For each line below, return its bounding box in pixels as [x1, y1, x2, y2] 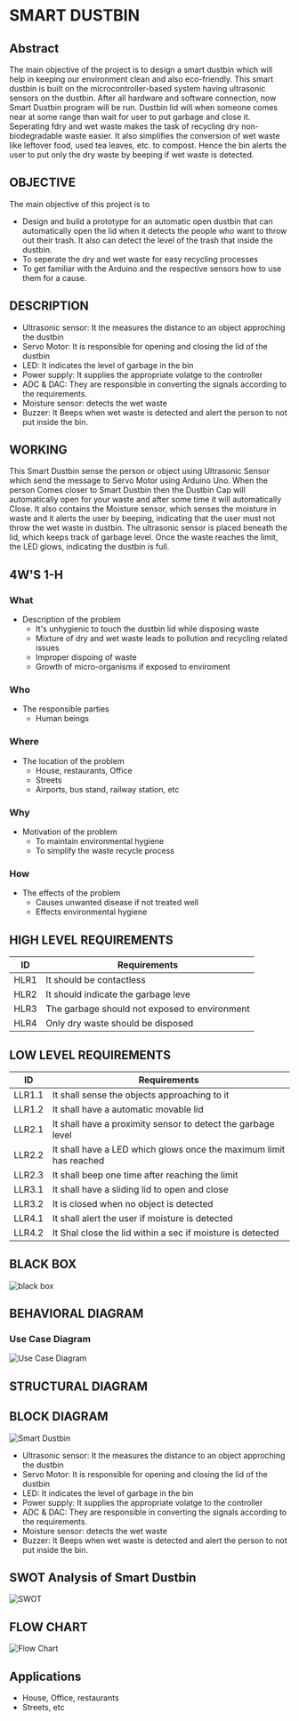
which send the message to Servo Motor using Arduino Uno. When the [9, 475, 269, 486]
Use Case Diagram [9, 1333, 92, 1346]
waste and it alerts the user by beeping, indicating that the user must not [9, 513, 276, 524]
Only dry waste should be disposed [45, 1017, 194, 1030]
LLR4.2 [13, 1226, 44, 1239]
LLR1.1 [13, 1089, 44, 1101]
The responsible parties [21, 704, 109, 714]
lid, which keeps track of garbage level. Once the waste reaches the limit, [9, 532, 279, 543]
